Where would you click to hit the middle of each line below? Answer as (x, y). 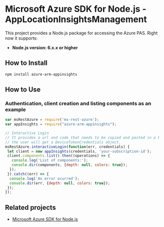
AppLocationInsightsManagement (76, 19)
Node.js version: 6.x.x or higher (45, 47)
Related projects (31, 207)
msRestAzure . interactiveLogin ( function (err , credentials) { (68, 147)
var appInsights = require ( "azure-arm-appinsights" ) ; (61, 124)
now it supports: (21, 38)
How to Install (26, 63)
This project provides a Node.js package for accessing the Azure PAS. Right (81, 33)
